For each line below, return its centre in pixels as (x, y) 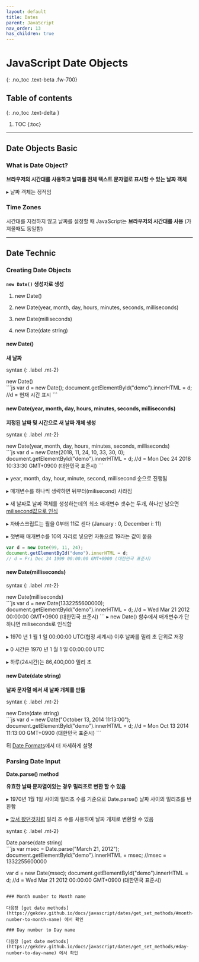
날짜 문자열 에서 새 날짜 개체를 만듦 (46, 690)
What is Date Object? (37, 165)
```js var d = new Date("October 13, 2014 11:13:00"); (68, 719)
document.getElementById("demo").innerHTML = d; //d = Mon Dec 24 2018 (99, 458)
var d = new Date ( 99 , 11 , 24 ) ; (45, 548)
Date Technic (31, 253)
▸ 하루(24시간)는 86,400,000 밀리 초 (49, 662)
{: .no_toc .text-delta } (33, 112)
